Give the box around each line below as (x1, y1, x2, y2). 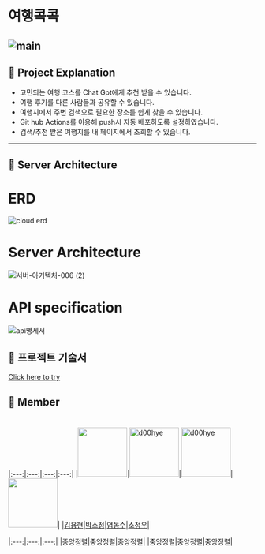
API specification (8, 298, 124, 316)
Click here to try (8, 372, 61, 382)
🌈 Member (8, 395, 61, 409)
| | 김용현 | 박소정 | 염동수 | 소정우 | (58, 520, 150, 530)
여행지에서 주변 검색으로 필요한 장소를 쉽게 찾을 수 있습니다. (19, 107, 203, 117)
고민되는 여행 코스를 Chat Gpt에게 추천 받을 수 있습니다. (19, 88, 192, 97)
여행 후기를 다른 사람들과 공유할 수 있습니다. (19, 98, 155, 107)
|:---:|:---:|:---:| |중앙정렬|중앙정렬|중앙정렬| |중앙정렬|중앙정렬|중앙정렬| (8, 537, 233, 546)
